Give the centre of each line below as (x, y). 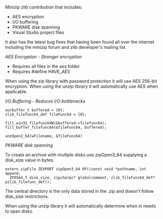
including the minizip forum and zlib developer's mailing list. (66, 47)
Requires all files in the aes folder (46, 66)
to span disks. (19, 211)
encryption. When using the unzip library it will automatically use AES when (82, 86)
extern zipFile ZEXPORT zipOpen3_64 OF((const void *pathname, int (76, 169)
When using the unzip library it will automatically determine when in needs (81, 206)
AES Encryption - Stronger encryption (44, 57)
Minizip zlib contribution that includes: (44, 7)
